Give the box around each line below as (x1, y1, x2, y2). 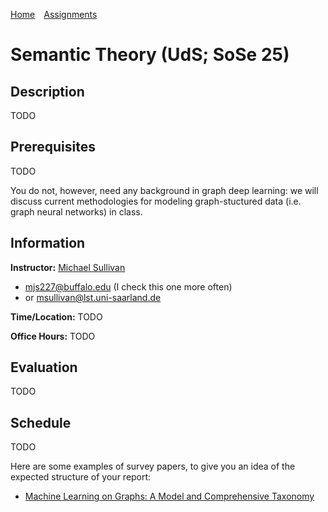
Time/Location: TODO (10, 310, 103, 323)
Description (10, 83, 85, 100)
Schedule (10, 414, 72, 431)
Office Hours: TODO (10, 330, 96, 342)
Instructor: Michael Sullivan (10, 261, 126, 273)
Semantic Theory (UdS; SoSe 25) (10, 44, 290, 66)
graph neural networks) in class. (10, 205, 143, 218)
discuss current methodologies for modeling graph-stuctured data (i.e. (10, 195, 302, 207)
